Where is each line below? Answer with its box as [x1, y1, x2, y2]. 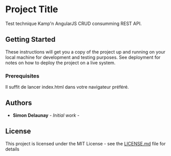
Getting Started [5, 35, 56, 44]
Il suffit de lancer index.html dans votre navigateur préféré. [5, 84, 129, 90]
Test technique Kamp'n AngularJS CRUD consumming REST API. [5, 20, 142, 27]
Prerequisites [5, 72, 39, 80]
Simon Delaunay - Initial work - [12, 112, 80, 118]
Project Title [5, 4, 58, 15]
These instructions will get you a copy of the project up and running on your [5, 48, 165, 55]
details [5, 146, 19, 152]
